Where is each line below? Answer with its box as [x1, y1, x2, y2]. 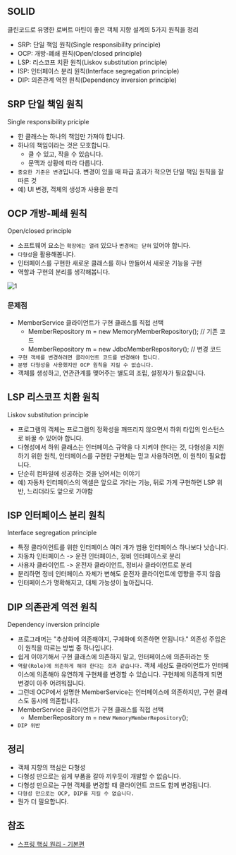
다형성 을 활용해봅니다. [17, 250, 76, 258]
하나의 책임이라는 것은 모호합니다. [17, 140, 111, 149]
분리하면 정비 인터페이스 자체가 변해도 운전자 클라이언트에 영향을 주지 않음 [17, 570, 221, 578]
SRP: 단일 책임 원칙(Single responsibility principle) [17, 40, 161, 49]
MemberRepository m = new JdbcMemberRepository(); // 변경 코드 [27, 345, 222, 353]
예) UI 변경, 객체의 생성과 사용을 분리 [17, 185, 118, 193]
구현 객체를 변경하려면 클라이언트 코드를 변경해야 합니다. [17, 354, 161, 361]
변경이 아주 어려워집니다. [17, 679, 86, 688]
